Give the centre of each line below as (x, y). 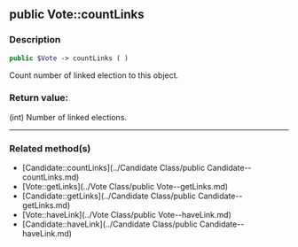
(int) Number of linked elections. (68, 117)
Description (35, 40)
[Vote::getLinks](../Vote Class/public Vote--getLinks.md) (125, 187)
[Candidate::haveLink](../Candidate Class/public (110, 224)
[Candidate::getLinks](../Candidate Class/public (109, 196)
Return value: (39, 98)
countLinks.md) (51, 177)
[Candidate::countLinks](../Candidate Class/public (114, 168)
